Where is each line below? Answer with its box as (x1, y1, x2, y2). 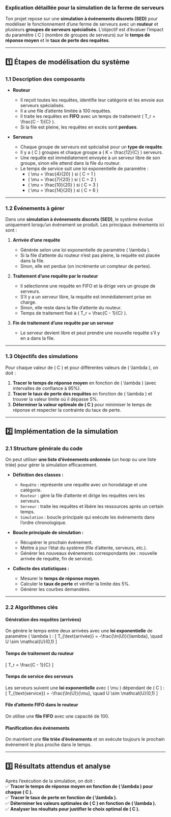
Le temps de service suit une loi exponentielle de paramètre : (20, 165, 149, 171)
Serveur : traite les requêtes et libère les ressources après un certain (20, 503, 164, 509)
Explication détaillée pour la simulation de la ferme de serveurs (5, 4, 164, 11)
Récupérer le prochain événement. (20, 539, 93, 546)
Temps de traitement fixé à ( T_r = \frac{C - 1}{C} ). (20, 310, 127, 316)
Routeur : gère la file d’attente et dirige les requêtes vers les (20, 492, 145, 499)
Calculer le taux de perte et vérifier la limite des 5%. (20, 581, 130, 587)
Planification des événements (5, 725, 70, 731)
